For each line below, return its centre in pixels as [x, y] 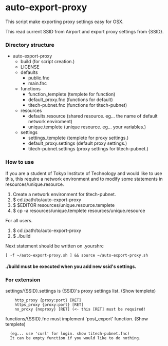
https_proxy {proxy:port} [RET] [49, 305]
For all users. [19, 220]
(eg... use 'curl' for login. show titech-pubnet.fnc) [70, 334]
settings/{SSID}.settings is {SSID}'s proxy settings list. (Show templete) [81, 291]
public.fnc [39, 78]
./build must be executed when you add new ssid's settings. [71, 266]
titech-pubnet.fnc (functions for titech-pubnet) [78, 105]
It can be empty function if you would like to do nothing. [76, 338]
